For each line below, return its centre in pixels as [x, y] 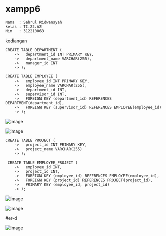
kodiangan [16, 41]
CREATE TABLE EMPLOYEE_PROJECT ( [43, 163]
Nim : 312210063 [25, 31]
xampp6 [23, 9]
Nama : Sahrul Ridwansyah [34, 22]
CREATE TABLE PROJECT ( [30, 140]
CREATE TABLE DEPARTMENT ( [34, 50]
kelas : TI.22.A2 [24, 27]
